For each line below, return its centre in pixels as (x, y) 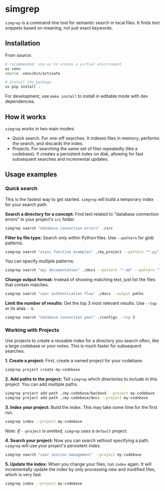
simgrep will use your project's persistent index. (53, 445)
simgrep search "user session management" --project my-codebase (73, 455)
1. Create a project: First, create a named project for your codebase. (74, 361)
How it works (26, 117)
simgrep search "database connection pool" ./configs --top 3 (70, 318)
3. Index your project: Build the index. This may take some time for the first (81, 407)
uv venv (13, 69)
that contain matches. (27, 285)
